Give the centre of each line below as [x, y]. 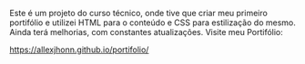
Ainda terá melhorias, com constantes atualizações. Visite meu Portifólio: [147, 32]
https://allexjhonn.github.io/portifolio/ [79, 50]
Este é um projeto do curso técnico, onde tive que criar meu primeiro [139, 13]
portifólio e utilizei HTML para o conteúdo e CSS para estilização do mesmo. [152, 23]
